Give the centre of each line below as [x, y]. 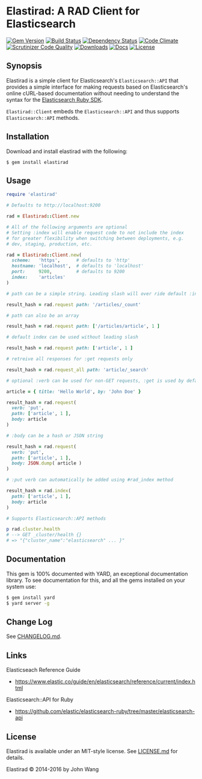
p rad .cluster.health [33, 529]
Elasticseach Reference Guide [44, 670]
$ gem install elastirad [37, 162]
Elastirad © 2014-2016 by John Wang [53, 769]
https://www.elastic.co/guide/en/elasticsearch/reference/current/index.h [105, 681]
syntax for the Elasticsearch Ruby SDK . [55, 99]
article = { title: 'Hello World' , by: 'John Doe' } [74, 392]
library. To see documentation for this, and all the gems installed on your [96, 580]
